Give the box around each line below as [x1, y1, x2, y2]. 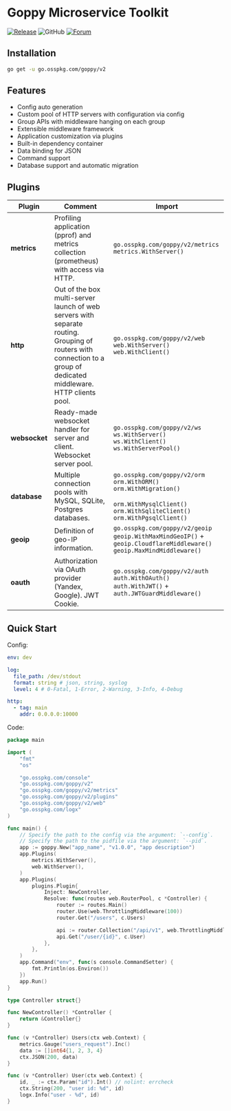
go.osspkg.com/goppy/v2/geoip [113, 525, 212, 532]
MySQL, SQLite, [54, 496, 105, 506]
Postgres [54, 505, 84, 514]
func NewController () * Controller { [7, 1009, 112, 1016]
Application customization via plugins [16, 132, 124, 140]
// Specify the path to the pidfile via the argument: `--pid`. [19, 837, 208, 845]
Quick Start [7, 622, 57, 634]
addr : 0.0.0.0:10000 [19, 711, 78, 718]
